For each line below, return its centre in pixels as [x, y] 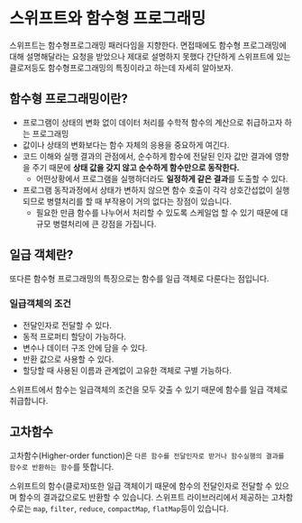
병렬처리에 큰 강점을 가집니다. [105, 224]
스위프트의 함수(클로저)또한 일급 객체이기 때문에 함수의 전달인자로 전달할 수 [141, 486]
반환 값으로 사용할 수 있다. [68, 359]
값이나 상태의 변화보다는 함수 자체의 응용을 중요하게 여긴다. [126, 144]
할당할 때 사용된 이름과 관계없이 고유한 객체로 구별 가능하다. [127, 370]
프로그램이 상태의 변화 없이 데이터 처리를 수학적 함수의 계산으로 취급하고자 [152, 122]
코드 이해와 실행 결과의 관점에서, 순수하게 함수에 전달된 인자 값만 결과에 [147, 156]
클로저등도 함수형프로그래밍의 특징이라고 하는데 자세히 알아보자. [122, 68]
